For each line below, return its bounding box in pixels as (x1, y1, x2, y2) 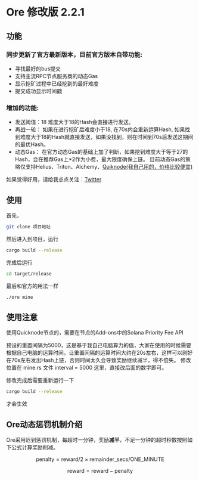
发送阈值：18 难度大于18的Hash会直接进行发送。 (14, 119, 134, 126)
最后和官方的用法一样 (6, 282, 58, 289)
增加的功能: (6, 104, 39, 112)
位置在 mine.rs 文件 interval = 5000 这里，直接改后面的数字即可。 (6, 364, 167, 371)
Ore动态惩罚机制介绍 (6, 419, 83, 429)
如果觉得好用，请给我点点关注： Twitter (6, 176, 102, 183)
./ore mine (6, 294, 33, 300)
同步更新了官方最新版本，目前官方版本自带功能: (6, 50, 143, 58)
